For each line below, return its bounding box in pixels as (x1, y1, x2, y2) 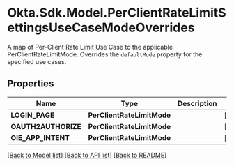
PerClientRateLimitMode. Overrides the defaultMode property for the (7, 50, 203, 59)
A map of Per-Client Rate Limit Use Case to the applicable (7, 43, 173, 51)
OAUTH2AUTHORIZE (10, 121, 81, 131)
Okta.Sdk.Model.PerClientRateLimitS (7, 5, 226, 21)
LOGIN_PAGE (10, 110, 55, 120)
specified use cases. (7, 57, 67, 66)
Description (177, 98, 217, 108)
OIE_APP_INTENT (10, 133, 70, 142)
